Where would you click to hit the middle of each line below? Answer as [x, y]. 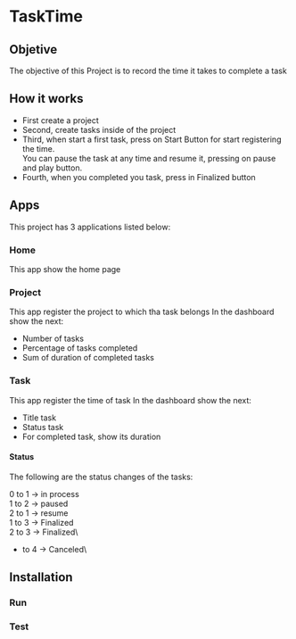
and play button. [52, 168]
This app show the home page [65, 269]
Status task [43, 427]
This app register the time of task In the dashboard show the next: [131, 400]
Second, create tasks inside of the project [99, 129]
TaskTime [46, 17]
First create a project [61, 120]
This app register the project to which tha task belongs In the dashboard [142, 312]
